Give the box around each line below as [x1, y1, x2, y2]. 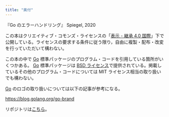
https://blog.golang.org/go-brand [5, 95, 75, 101]
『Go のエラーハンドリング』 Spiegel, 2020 [5, 22, 96, 28]
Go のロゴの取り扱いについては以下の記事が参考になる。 [5, 85, 123, 91]
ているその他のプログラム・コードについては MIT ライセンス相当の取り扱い [5, 69, 161, 75]
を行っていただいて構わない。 [5, 45, 67, 51]
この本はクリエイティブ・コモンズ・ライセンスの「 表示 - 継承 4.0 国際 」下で [5, 32, 164, 38]
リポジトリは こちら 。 [5, 106, 49, 112]
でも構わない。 [5, 75, 36, 81]
